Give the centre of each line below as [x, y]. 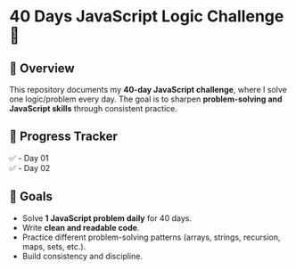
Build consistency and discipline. [82, 256]
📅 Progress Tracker [64, 137]
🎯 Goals [31, 196]
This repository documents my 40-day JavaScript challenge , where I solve [148, 90]
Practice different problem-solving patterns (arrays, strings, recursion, [151, 237]
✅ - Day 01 [29, 158]
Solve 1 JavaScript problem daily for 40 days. [107, 218]
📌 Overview [42, 68]
